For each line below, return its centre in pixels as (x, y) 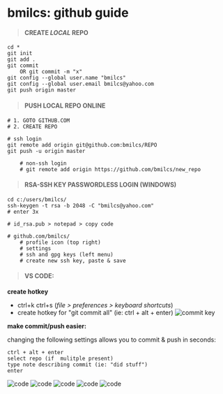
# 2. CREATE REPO (32, 126)
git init (20, 54)
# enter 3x (23, 212)
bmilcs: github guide (68, 13)
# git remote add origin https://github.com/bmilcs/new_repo (110, 169)
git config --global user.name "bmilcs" (67, 78)
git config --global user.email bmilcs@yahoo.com (81, 84)
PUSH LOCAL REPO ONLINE (65, 105)
